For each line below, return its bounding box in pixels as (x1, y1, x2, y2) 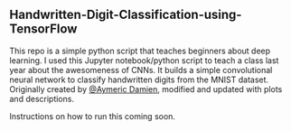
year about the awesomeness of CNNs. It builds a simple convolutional (9, 64, 273, 75)
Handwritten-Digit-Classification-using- (9, 7, 242, 23)
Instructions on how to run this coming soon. (9, 110, 176, 121)
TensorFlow (9, 22, 78, 37)
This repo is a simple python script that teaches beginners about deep (9, 45, 271, 56)
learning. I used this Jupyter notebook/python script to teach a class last (9, 54, 279, 66)
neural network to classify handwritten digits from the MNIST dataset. (9, 74, 269, 85)
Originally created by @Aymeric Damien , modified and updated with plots (9, 83, 283, 94)
